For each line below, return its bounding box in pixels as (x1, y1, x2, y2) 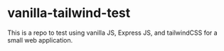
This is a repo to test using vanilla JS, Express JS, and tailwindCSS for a (7, 28, 218, 37)
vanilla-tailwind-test (7, 5, 131, 21)
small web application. (7, 35, 73, 44)
